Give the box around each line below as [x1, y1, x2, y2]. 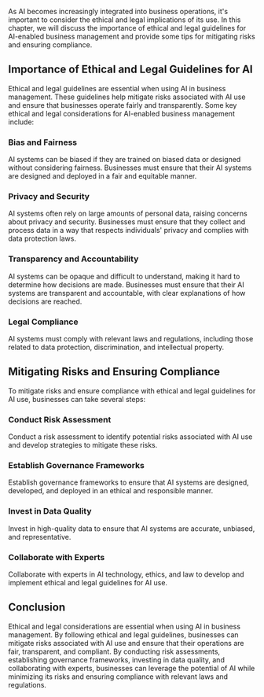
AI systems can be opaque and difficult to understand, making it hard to [8, 271, 240, 281]
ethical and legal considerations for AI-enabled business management [8, 109, 236, 118]
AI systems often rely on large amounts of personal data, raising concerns [8, 208, 247, 219]
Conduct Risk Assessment [8, 414, 112, 425]
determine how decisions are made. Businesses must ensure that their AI [8, 279, 245, 289]
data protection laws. [8, 234, 77, 243]
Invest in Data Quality [8, 506, 92, 517]
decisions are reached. [8, 297, 82, 306]
